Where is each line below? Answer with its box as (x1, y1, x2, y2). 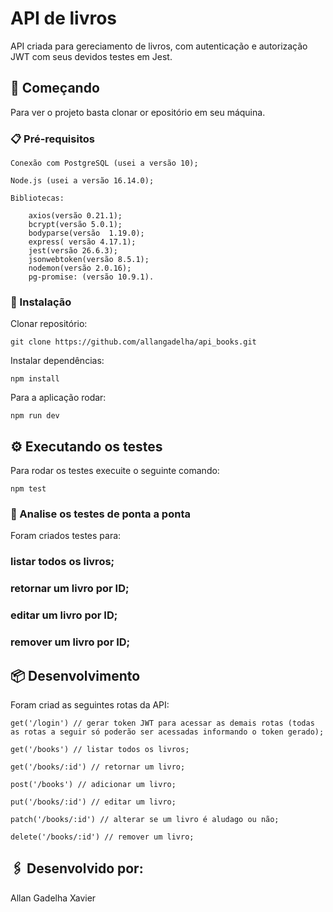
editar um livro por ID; (10, 608, 118, 622)
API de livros (10, 7, 118, 30)
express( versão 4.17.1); (28, 237, 137, 247)
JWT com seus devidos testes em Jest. (10, 50, 173, 62)
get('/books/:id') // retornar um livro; (10, 762, 186, 772)
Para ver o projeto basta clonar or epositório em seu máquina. (10, 106, 266, 118)
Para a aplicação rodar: (10, 392, 107, 404)
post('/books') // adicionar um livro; (10, 779, 177, 789)
